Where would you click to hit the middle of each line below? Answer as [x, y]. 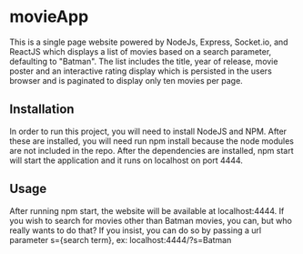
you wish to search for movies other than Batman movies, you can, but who [151, 220]
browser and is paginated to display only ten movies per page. [126, 80]
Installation [42, 110]
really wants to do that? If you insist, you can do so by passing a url [136, 230]
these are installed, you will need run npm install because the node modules [151, 141]
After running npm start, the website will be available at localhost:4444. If [147, 210]
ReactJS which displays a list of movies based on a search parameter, [141, 51]
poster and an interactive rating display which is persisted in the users [141, 71]
